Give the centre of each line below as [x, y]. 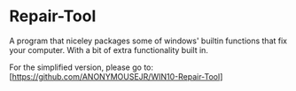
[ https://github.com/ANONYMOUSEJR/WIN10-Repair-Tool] [116, 76]
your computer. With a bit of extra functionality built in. [109, 49]
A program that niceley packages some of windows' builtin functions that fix [148, 41]
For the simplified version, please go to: [81, 67]
